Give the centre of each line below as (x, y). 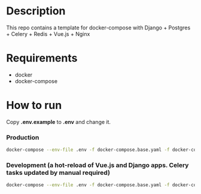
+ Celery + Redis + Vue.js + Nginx (48, 34)
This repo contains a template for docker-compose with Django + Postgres (98, 28)
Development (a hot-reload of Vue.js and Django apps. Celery (98, 165)
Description (36, 11)
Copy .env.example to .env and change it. (59, 122)
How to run (34, 105)
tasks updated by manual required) (58, 172)
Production (23, 137)
